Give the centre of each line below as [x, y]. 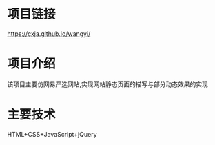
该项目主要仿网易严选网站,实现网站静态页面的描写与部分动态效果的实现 [108, 84]
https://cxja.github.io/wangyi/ [49, 33]
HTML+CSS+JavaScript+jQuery [52, 134]
